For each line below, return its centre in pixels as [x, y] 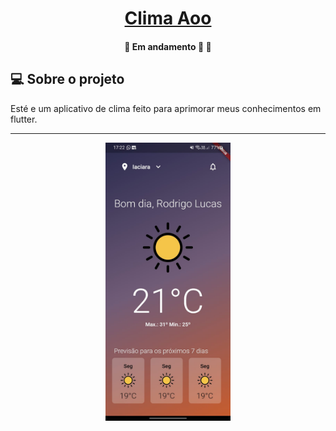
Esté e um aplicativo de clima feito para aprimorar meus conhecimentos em [166, 108]
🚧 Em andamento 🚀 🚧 [168, 46]
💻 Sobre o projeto [67, 79]
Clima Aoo [168, 18]
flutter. [24, 119]
